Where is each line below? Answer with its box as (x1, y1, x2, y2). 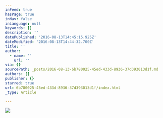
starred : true (5, 80, 35, 85)
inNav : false (5, 16, 32, 21)
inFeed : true (5, 7, 32, 12)
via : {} (5, 62, 21, 67)
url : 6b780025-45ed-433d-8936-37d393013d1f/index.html (5, 85, 121, 90)
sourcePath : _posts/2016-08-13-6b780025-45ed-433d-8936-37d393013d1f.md (5, 67, 159, 72)
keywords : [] (5, 26, 32, 31)
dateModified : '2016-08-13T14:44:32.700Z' (5, 39, 94, 44)
